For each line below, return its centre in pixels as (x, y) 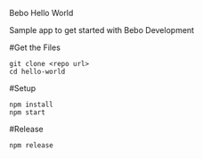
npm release (31, 146)
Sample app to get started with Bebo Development (101, 30)
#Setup (23, 88)
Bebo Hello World (41, 13)
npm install (31, 105)
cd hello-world (37, 71)
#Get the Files (35, 47)
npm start (28, 113)
